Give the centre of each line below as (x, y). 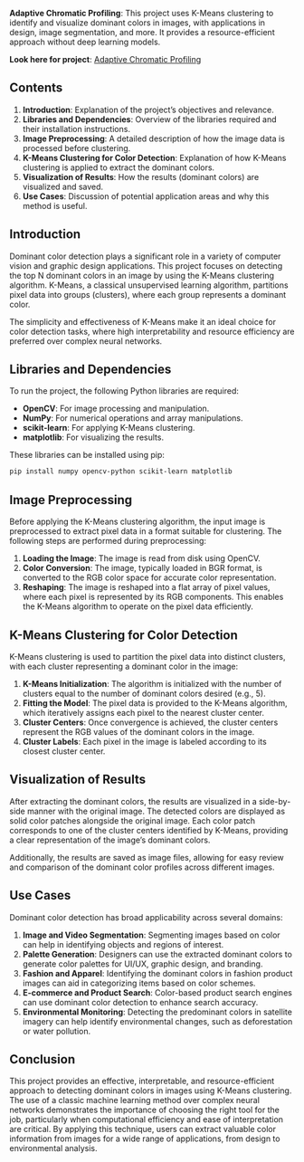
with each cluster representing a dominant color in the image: (124, 666)
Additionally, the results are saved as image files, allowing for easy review (147, 857)
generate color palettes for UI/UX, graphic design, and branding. (142, 964)
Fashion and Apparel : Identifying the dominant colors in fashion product (157, 973)
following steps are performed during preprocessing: (108, 541)
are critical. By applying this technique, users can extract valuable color (143, 1129)
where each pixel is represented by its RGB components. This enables (153, 597)
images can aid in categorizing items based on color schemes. (139, 983)
